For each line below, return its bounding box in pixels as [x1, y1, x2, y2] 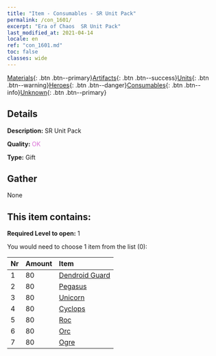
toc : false [7, 49, 38, 56]
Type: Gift [7, 153, 36, 162]
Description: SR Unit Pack [7, 126, 82, 135]
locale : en [7, 36, 38, 43]
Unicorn [58, 293, 85, 302]
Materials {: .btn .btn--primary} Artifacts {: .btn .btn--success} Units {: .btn [7, 74, 209, 82]
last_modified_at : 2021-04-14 [7, 29, 94, 36]
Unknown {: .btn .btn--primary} [20, 88, 107, 96]
